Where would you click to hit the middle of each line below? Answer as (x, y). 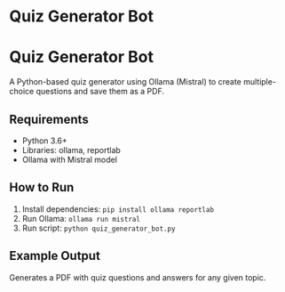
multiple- (260, 82)
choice (22, 92)
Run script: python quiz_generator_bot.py (99, 228)
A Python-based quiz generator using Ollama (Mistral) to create (125, 82)
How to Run (42, 187)
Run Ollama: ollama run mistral (81, 218)
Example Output (55, 256)
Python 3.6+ (45, 141)
